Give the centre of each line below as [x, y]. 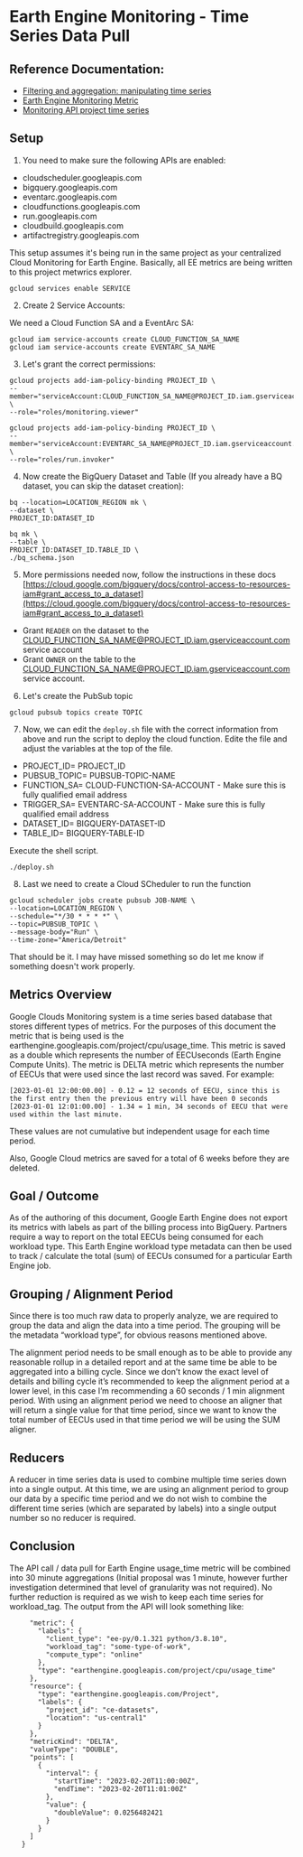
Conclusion [42, 1546]
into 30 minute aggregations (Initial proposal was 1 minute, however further [149, 1577]
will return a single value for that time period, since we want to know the [143, 1410]
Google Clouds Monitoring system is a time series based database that [141, 1016]
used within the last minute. [66, 1114]
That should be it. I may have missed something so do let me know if [137, 956]
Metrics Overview [61, 995]
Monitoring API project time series [86, 110]
